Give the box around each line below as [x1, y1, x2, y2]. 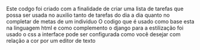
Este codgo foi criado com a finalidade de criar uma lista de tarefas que [6, 5, 184, 12]
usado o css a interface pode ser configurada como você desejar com [6, 31, 181, 38]
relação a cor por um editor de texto [6, 37, 96, 44]
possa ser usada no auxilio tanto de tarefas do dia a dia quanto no [6, 11, 170, 19]
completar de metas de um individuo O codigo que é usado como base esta [6, 18, 195, 25]
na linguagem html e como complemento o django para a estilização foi [6, 24, 184, 31]
